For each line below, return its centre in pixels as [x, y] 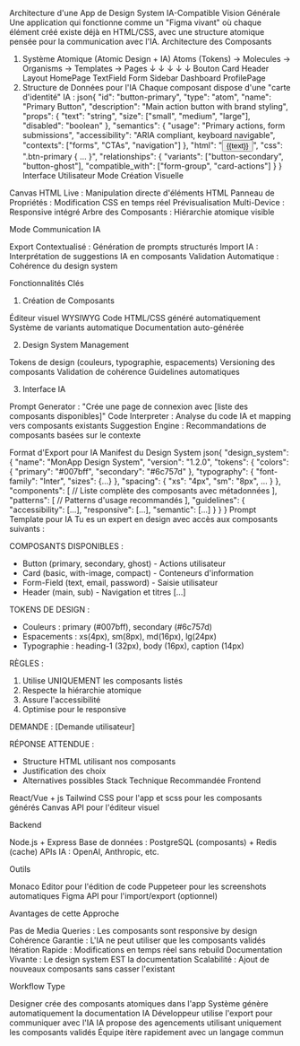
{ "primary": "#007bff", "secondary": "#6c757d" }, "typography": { [132, 471]
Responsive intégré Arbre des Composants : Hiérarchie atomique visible [142, 212]
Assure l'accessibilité [61, 700]
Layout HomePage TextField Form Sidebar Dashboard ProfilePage [144, 78]
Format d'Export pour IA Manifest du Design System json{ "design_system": [149, 453]
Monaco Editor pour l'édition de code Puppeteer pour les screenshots [138, 886]
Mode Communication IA [55, 229]
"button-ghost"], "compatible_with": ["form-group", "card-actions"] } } [152, 166]
